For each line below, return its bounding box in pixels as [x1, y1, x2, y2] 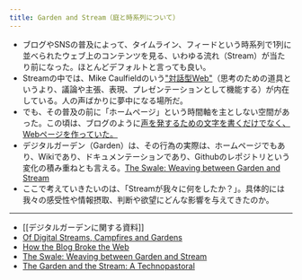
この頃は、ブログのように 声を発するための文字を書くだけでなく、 [46, 118, 290, 128]
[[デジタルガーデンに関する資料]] [22, 222, 145, 232]
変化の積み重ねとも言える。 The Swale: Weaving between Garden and [22, 162, 280, 173]
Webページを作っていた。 [22, 128, 119, 139]
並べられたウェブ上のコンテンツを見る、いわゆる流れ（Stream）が [22, 50, 270, 61]
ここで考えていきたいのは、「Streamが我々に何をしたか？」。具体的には [22, 183, 286, 194]
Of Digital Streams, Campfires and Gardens [22, 232, 182, 242]
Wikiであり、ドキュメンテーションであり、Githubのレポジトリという [38, 151, 290, 162]
